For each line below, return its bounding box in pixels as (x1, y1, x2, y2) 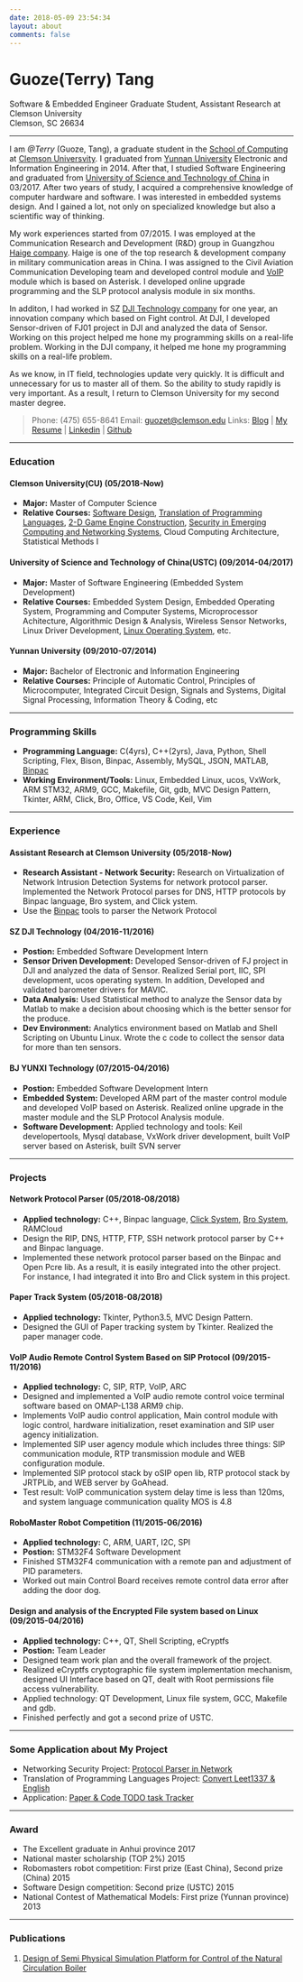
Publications (9, 1932, 66, 1945)
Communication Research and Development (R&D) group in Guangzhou (9, 238, 275, 249)
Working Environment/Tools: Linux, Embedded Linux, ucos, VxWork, (22, 775, 281, 786)
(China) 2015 (22, 1873, 70, 1884)
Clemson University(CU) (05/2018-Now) (9, 477, 164, 488)
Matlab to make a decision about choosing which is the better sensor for (22, 1003, 291, 1015)
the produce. (22, 1013, 70, 1024)
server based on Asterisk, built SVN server (22, 1140, 182, 1151)
